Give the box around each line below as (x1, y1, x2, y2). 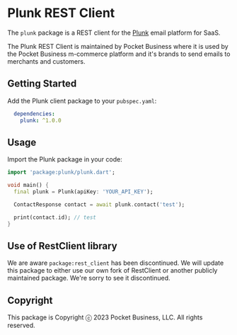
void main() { (7, 182, 50, 189)
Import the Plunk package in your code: (7, 155, 122, 164)
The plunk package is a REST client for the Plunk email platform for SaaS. (7, 28, 221, 37)
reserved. (7, 321, 35, 330)
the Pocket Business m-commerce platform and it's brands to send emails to (7, 50, 231, 58)
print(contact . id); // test (13, 214, 97, 221)
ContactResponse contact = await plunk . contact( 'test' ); (13, 200, 185, 208)
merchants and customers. (7, 57, 86, 65)
